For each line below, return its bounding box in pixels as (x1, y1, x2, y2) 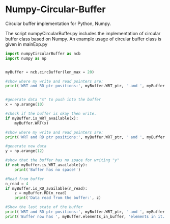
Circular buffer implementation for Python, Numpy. (5, 20, 111, 27)
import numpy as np (5, 56, 47, 61)
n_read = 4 (5, 181, 29, 186)
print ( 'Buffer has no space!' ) (14, 167, 81, 172)
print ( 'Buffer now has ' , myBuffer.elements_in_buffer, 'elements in (5, 214, 156, 219)
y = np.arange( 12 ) (5, 148, 44, 154)
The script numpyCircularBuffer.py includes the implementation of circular (5, 30, 161, 36)
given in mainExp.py (5, 41, 48, 47)
